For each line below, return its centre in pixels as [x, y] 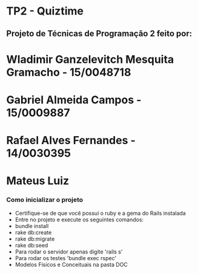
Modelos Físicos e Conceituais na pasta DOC [71, 264]
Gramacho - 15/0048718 [69, 72]
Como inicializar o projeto [45, 200]
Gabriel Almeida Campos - [74, 99]
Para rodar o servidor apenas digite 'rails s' [69, 252]
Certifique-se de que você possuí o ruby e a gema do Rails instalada [100, 213]
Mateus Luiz [38, 181]
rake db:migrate [35, 239]
